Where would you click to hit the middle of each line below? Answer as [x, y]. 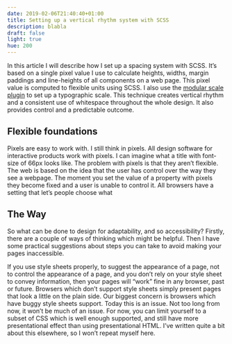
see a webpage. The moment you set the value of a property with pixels [110, 178]
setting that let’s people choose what [60, 192]
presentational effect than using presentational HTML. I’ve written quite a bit [116, 325]
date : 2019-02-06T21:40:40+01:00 [56, 14]
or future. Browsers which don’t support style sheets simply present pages [114, 289]
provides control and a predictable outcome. [71, 110]
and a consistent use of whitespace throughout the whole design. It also [110, 102]
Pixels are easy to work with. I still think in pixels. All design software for [110, 148]
